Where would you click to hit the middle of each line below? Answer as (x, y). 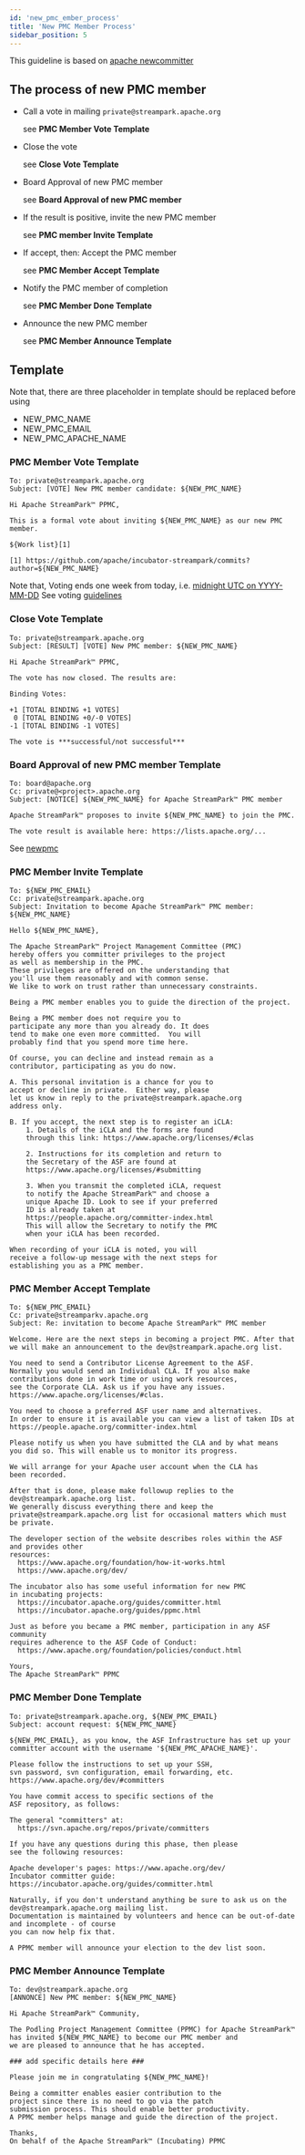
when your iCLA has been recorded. (93, 1234)
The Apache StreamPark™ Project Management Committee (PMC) (126, 947)
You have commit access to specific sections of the (112, 1796)
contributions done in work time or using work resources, (124, 1379)
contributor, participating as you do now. (93, 1067)
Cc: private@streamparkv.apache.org (79, 1316)
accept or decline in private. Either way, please (109, 1091)
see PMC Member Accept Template (91, 271)
